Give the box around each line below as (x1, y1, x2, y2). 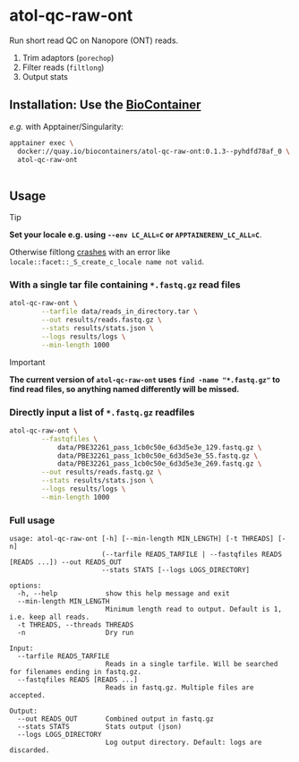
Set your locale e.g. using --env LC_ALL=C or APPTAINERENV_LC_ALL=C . (9, 229, 262, 240)
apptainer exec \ (9, 138, 74, 148)
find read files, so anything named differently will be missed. (9, 383, 240, 394)
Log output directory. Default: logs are (105, 738, 262, 748)
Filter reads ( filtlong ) (21, 62, 105, 73)
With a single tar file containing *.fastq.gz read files (9, 278, 242, 291)
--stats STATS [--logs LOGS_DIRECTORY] (101, 566, 251, 575)
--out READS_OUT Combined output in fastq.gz (17, 715, 215, 723)
